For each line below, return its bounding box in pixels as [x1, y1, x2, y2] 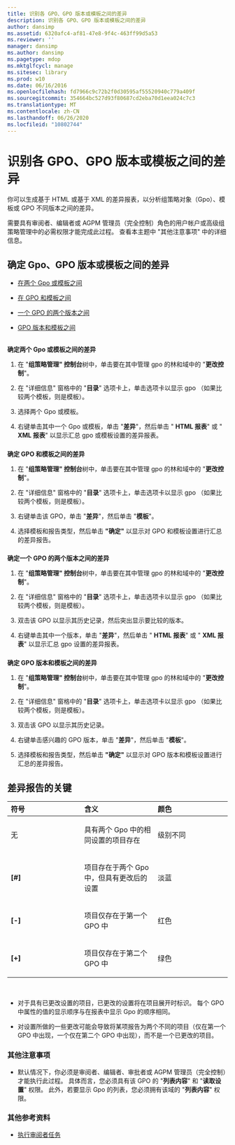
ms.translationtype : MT [7, 102, 77, 109]
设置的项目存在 [91, 835, 141, 845]
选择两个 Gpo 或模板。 [17, 407, 83, 415]
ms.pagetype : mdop [7, 56, 61, 63]
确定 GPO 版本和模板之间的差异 [7, 659, 97, 667]
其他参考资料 [7, 1113, 51, 1123]
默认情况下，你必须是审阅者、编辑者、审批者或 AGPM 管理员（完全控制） [17, 1067, 226, 1076]
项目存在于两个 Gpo [84, 863, 149, 873]
